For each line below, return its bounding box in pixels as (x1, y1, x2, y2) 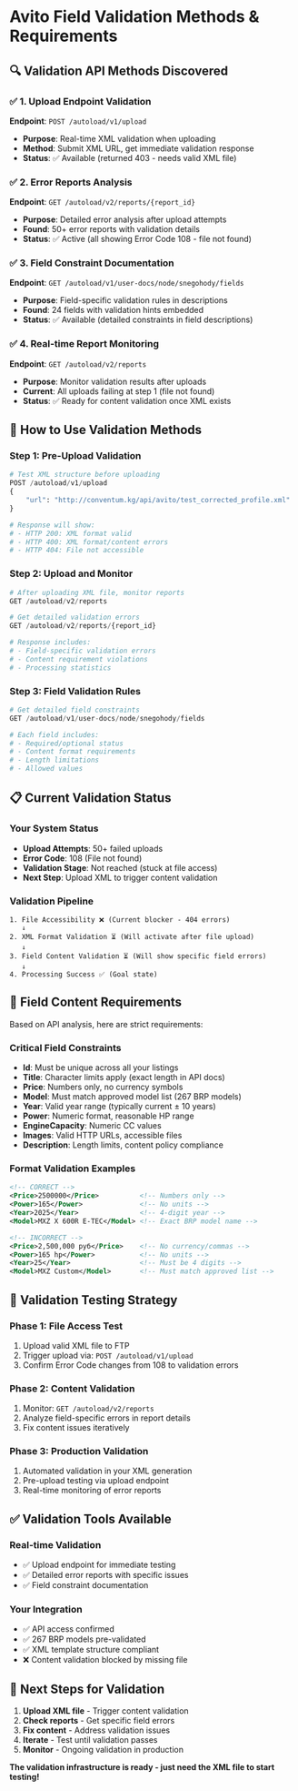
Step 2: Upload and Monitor (9, 567, 134, 580)
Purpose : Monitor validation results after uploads (22, 376, 207, 387)
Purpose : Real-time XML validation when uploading (22, 133, 216, 144)
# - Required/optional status (9, 739, 124, 748)
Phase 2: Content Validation (9, 1381, 135, 1394)
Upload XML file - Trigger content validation (22, 1705, 189, 1716)
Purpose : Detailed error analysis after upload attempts (22, 214, 227, 225)
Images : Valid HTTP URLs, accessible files (22, 1130, 183, 1141)
